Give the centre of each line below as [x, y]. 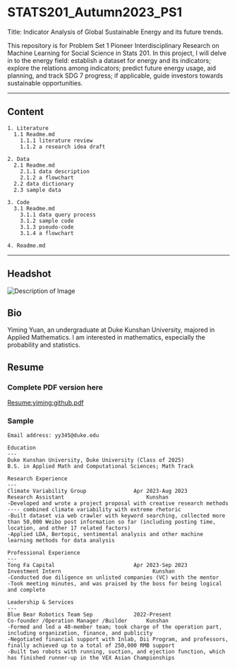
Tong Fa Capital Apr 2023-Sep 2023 [98, 566]
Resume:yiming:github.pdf [45, 402]
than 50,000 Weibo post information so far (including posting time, [112, 522]
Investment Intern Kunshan [91, 572]
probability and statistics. [44, 345]
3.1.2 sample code [47, 221]
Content [26, 112]
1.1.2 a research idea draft [63, 147]
